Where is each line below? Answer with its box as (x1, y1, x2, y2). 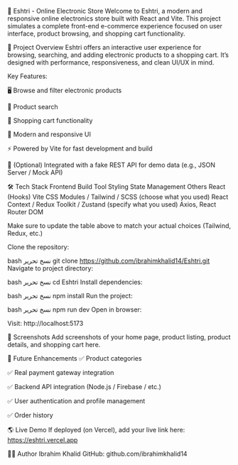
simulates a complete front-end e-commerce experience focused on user (7, 22, 222, 30)
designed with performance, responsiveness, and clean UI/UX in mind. (7, 58, 215, 67)
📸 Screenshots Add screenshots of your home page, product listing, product (7, 333, 231, 341)
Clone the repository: (7, 243, 70, 251)
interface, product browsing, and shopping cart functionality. (7, 29, 186, 38)
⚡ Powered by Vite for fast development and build (7, 144, 153, 153)
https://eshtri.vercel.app (7, 436, 78, 444)
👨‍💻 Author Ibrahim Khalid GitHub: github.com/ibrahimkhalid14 (7, 449, 188, 458)
